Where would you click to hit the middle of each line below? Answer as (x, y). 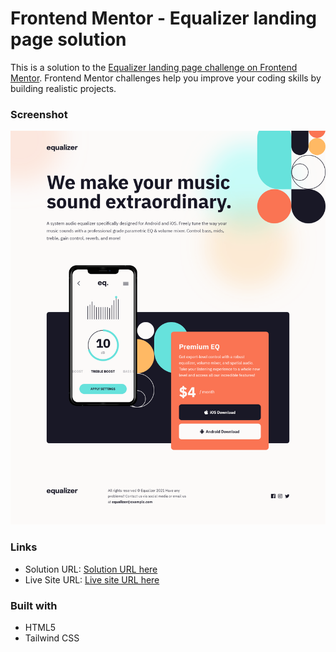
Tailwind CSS (52, 638)
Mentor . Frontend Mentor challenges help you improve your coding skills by (166, 78)
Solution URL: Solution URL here (91, 569)
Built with (34, 605)
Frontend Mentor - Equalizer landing (164, 18)
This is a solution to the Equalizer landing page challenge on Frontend (154, 67)
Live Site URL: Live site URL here (92, 579)
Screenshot (39, 114)
